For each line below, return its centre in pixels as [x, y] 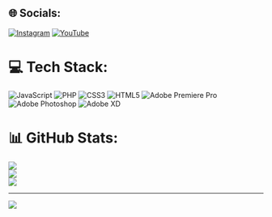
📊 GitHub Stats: [64, 138]
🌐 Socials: [35, 13]
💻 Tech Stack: [58, 67]
